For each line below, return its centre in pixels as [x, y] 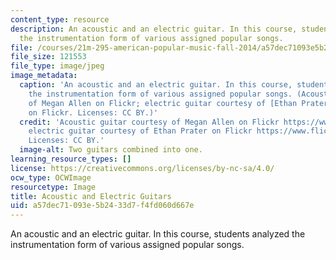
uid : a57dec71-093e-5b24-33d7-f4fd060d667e [102, 206]
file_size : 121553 [48, 57]
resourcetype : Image [53, 187]
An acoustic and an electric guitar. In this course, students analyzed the [158, 234]
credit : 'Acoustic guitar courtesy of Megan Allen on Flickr [149, 122]
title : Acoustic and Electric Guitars [91, 196]
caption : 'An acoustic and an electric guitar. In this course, [156, 85]
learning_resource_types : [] [71, 159]
